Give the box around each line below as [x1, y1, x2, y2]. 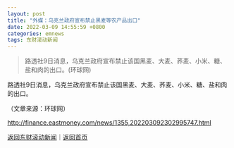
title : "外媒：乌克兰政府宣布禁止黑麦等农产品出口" [7, 17, 141, 24]
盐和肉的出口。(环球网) [24, 66, 92, 74]
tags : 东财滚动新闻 [7, 37, 58, 44]
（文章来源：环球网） [7, 104, 69, 113]
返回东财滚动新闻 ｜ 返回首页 [7, 133, 88, 142]
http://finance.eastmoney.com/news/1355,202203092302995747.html [7, 118, 211, 127]
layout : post [7, 10, 46, 18]
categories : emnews [7, 30, 65, 37]
